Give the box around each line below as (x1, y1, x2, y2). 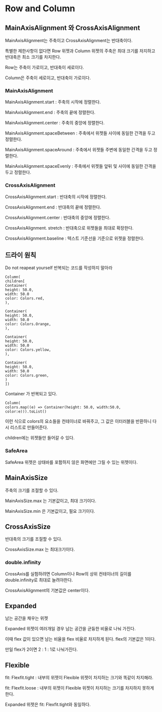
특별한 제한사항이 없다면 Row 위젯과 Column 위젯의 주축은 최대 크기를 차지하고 (5, 48, 156, 54)
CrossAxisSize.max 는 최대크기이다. (5, 547, 75, 552)
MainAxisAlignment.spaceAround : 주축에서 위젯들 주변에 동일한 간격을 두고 (5, 147, 153, 153)
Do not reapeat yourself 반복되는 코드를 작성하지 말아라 (5, 265, 113, 271)
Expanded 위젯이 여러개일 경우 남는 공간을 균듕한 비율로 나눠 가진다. (5, 626, 136, 632)
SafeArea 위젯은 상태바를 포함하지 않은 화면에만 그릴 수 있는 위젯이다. (5, 459, 138, 465)
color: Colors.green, (5, 373, 49, 378)
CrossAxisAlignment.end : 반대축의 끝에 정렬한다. (5, 204, 101, 210)
